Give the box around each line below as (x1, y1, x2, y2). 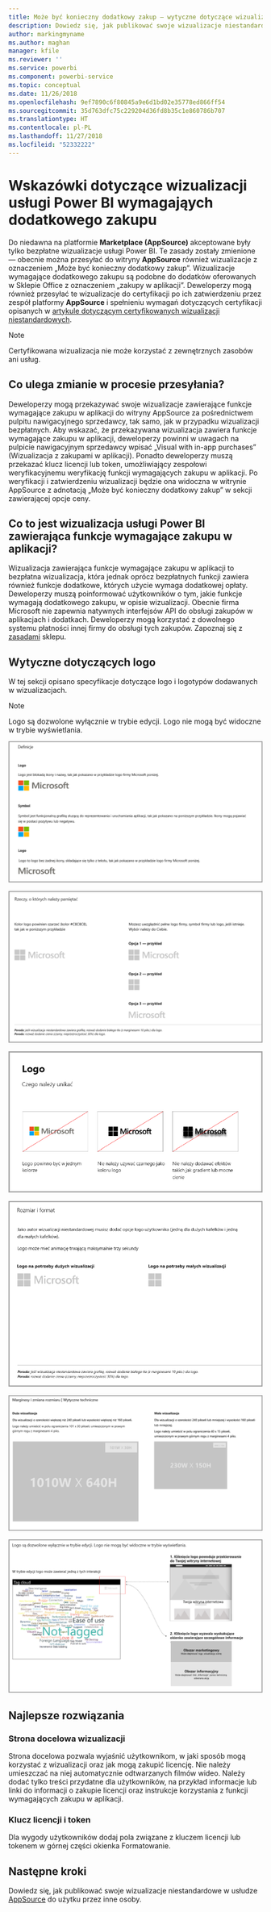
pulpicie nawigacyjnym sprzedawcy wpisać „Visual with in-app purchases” (8, 442, 256, 452)
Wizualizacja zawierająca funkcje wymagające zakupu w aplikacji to (8, 563, 235, 573)
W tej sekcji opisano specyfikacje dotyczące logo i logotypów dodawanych (8, 677, 258, 687)
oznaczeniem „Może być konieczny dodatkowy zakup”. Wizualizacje (8, 263, 236, 273)
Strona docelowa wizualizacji (8, 1733, 126, 1744)
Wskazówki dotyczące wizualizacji (8, 176, 248, 194)
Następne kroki (8, 1864, 87, 1878)
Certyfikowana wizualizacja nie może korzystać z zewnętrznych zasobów (8, 345, 253, 355)
